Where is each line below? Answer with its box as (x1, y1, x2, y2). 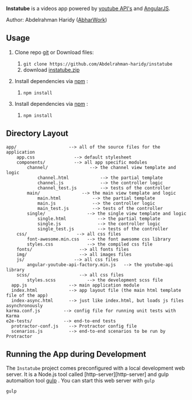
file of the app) (6, 292, 48, 298)
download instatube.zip (23, 66, 80, 73)
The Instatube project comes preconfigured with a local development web (6, 365, 185, 372)
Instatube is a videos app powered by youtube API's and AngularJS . (6, 5, 170, 12)
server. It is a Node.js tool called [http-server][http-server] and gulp (6, 371, 169, 378)
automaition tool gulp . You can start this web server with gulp (6, 377, 155, 384)
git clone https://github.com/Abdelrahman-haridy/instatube (23, 61, 173, 67)
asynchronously (6, 302, 43, 309)
